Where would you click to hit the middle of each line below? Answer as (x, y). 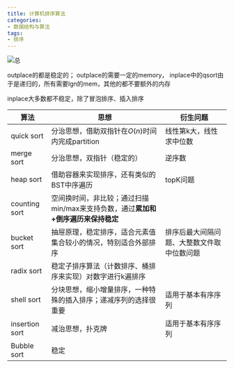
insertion (25, 324)
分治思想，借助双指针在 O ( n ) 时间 (104, 131)
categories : (24, 20)
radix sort (26, 271)
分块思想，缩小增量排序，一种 (100, 290)
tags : (15, 33)
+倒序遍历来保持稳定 (85, 219)
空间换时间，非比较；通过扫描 (100, 198)
